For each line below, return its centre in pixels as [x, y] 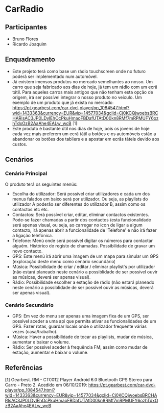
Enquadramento [30, 60]
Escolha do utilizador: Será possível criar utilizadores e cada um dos [81, 194]
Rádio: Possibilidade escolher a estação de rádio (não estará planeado [83, 282]
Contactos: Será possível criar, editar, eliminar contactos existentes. [81, 215]
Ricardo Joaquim [29, 44]
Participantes [26, 27]
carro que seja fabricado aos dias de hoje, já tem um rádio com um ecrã [85, 87]
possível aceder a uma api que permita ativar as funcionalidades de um [84, 321]
